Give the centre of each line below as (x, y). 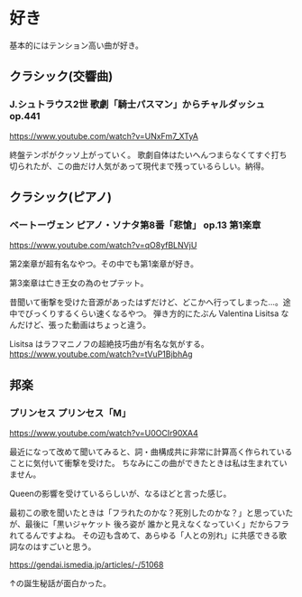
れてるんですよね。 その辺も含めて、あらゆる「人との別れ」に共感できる (144, 535)
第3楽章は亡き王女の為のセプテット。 (79, 283)
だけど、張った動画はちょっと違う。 (84, 325)
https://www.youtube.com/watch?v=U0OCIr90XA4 (104, 433)
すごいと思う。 (68, 546)
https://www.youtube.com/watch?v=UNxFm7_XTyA (104, 135)
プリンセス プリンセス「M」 (70, 413)
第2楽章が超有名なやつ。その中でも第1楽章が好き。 (104, 264)
